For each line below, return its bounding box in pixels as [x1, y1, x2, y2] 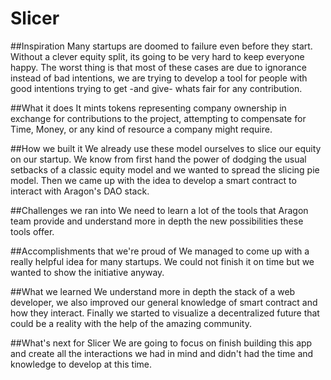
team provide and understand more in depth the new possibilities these [10, 215, 304, 227]
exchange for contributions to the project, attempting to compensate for [10, 112, 307, 124]
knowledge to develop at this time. [10, 358, 153, 370]
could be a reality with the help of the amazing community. [10, 317, 252, 329]
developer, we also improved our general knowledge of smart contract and [10, 296, 318, 308]
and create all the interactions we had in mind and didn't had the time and [10, 347, 314, 359]
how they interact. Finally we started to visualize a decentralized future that [10, 307, 320, 319]
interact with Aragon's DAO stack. [10, 185, 150, 197]
